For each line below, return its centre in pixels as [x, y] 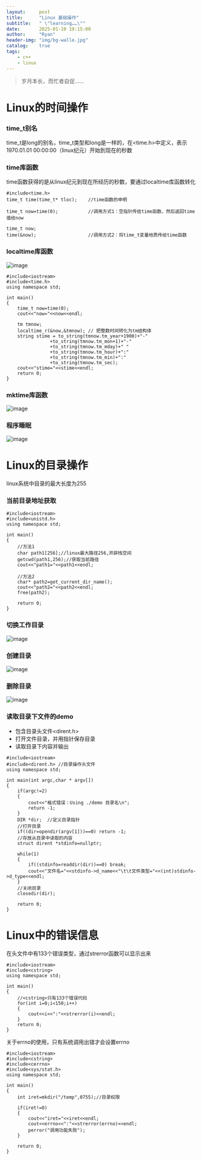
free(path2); [34, 593]
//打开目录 [29, 826]
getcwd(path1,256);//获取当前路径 [58, 560]
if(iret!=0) [32, 1108]
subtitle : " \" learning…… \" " [46, 23]
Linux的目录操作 [47, 465]
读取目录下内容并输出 [42, 746]
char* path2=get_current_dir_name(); [65, 582]
